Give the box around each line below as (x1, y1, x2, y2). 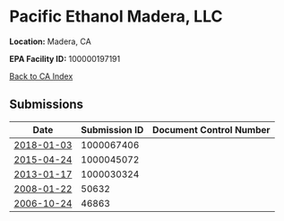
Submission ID (80, 123, 144, 136)
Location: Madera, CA (9, 36, 91, 47)
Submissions (9, 97, 83, 112)
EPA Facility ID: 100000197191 (9, 53, 121, 64)
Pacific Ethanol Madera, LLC (9, 6, 223, 27)
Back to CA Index (9, 70, 73, 82)
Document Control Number (151, 123, 271, 136)
